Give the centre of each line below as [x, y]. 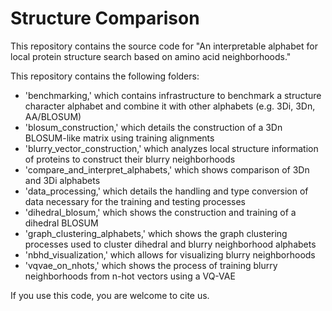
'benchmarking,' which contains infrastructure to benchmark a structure [173, 95]
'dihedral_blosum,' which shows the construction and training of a [160, 212]
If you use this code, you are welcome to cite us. [110, 295]
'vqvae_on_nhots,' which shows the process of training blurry [151, 265]
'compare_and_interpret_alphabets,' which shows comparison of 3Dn [167, 169]
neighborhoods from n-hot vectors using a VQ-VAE [130, 276]
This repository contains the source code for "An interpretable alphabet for [164, 46]
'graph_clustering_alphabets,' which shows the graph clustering [156, 233]
